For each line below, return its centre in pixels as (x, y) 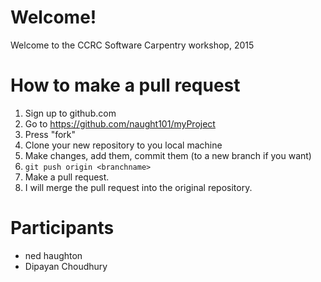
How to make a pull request (125, 85)
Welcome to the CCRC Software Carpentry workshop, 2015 (132, 45)
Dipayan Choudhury (66, 266)
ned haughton (53, 255)
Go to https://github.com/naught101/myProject (120, 123)
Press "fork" (50, 134)
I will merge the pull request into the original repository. (138, 187)
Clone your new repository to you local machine (123, 145)
